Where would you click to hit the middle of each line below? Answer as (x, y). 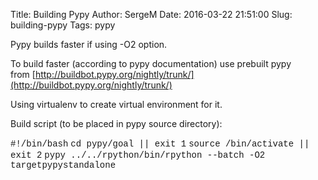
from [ (23, 74)
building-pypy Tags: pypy (63, 25)
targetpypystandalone (63, 165)
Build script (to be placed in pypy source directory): (116, 123)
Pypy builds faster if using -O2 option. (89, 44)
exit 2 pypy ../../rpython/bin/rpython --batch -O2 (138, 155)
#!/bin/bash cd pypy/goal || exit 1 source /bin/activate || (160, 144)
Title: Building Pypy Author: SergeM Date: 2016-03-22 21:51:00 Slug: (151, 14)
